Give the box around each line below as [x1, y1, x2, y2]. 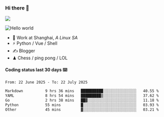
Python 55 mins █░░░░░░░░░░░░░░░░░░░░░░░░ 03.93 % [5, 103, 159, 108]
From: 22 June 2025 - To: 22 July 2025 [5, 80, 88, 85]
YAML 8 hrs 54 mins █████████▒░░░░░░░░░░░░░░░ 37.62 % [5, 93, 159, 99]
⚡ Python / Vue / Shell [12, 40, 58, 46]
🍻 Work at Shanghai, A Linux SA [12, 35, 78, 41]
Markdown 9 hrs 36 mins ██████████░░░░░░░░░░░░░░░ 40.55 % [5, 89, 159, 94]
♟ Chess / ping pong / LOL [12, 55, 68, 61]
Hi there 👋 [5, 4, 30, 11]
